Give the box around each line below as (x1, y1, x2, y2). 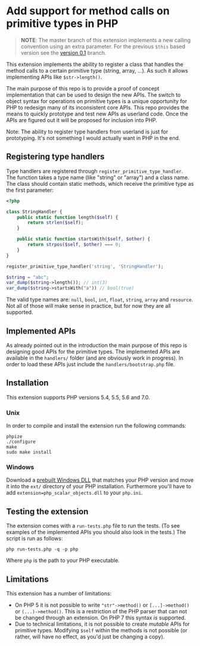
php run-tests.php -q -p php (6, 547, 79, 553)
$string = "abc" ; (6, 274, 49, 280)
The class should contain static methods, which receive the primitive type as (6, 180, 194, 187)
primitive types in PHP (6, 17, 118, 30)
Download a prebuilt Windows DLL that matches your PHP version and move (6, 476, 194, 483)
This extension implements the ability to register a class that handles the (6, 61, 183, 68)
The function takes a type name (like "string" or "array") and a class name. (6, 174, 189, 181)
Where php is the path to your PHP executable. (6, 557, 120, 564)
